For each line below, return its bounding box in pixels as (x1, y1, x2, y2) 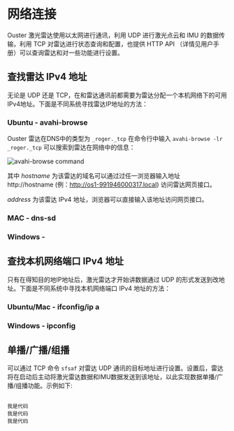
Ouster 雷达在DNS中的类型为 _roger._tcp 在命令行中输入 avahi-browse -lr (7, 135, 223, 143)
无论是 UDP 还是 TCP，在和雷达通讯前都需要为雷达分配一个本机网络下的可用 (7, 90, 228, 99)
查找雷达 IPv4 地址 (7, 71, 87, 83)
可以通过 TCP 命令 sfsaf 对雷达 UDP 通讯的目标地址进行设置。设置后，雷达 (7, 364, 224, 372)
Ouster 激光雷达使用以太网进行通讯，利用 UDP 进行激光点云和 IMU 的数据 (7, 31, 219, 39)
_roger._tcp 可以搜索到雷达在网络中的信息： (7, 143, 136, 151)
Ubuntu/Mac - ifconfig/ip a (7, 302, 100, 312)
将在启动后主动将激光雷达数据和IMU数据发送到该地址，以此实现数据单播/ (7, 373, 217, 381)
